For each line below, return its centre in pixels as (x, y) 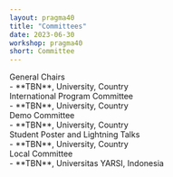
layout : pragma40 (42, 18)
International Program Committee (72, 97)
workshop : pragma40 (46, 43)
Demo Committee (42, 116)
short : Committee (42, 51)
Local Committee (41, 154)
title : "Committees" (48, 26)
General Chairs (37, 77)
